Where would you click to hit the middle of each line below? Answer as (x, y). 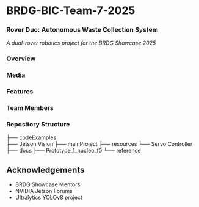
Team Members (30, 108)
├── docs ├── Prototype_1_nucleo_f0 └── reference (74, 151)
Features (20, 92)
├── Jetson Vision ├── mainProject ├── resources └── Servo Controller (99, 144)
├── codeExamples (31, 137)
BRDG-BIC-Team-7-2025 (71, 11)
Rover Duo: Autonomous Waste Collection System (82, 30)
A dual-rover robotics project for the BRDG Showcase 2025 (81, 43)
